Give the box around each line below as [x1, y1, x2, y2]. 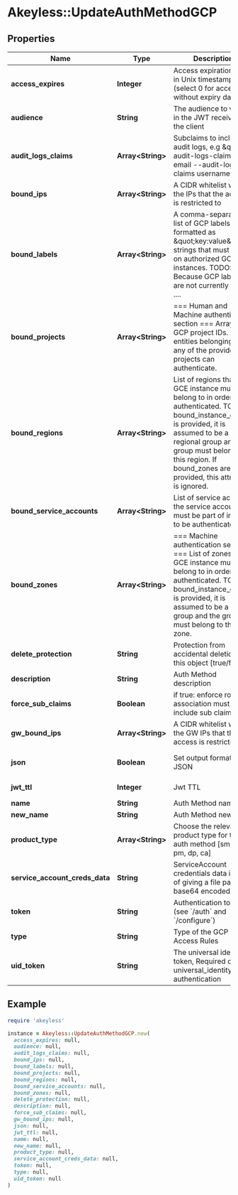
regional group [173, 437, 222, 446]
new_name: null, [13, 1142, 62, 1150]
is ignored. [173, 481, 209, 491]
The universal [173, 948, 219, 957]
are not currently [173, 281, 229, 290]
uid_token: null [13, 1175, 62, 1182]
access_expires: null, [13, 1037, 81, 1044]
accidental [173, 649, 208, 659]
